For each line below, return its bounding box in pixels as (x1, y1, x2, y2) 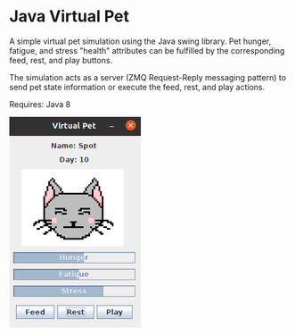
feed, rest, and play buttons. (9, 55, 113, 65)
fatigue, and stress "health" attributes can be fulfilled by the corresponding (9, 45, 285, 55)
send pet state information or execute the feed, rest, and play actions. (9, 81, 266, 92)
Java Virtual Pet (9, 6, 129, 27)
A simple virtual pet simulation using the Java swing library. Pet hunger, (9, 36, 272, 46)
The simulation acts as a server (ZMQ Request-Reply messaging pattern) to (9, 71, 287, 82)
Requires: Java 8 (9, 98, 71, 109)
